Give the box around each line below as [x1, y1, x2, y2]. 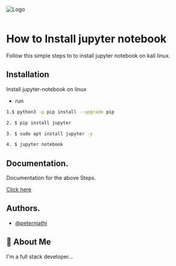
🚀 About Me [6, 237, 51, 247]
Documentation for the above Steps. [6, 174, 96, 182]
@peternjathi [14, 219, 47, 226]
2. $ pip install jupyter [6, 119, 71, 126]
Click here [6, 186, 32, 193]
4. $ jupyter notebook [6, 142, 63, 148]
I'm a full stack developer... [6, 253, 74, 260]
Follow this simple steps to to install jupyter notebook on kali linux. [6, 52, 171, 59]
